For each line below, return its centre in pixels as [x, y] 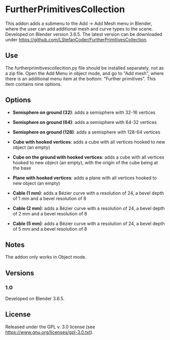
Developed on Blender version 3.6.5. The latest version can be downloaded [84, 34]
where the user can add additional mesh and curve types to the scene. [79, 28]
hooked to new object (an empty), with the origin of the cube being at [85, 162]
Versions [20, 273]
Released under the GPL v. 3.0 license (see [50, 327]
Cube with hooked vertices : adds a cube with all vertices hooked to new [89, 142]
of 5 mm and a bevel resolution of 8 [50, 229]
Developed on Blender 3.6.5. [35, 299]
